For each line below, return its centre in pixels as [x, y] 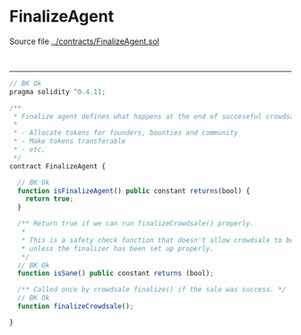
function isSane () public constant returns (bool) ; [116, 274]
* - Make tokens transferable [69, 142]
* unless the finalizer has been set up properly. [118, 248]
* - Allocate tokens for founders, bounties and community [126, 133]
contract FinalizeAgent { [57, 166]
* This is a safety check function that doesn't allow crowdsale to [151, 240]
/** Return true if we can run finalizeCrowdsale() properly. [136, 224]
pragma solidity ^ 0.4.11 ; [57, 91]
